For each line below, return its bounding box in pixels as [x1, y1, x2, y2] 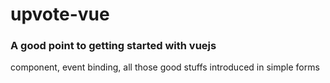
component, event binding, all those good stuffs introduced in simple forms [10, 61, 320, 73]
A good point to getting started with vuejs [10, 39, 217, 53]
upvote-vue [10, 3, 110, 26]
